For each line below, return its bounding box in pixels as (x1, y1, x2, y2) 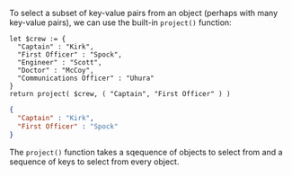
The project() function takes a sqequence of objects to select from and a (9, 146, 283, 157)
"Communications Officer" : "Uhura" (17, 74, 155, 83)
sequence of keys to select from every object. (9, 156, 180, 167)
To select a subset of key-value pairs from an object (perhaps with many (9, 8, 279, 18)
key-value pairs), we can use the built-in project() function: (9, 17, 232, 28)
